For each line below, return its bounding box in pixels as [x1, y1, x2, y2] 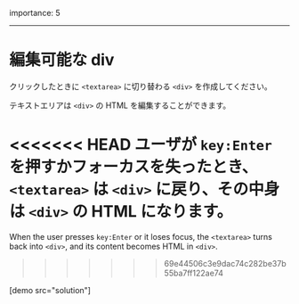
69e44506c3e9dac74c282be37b [164, 258, 287, 268]
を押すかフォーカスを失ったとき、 [9, 157, 258, 177]
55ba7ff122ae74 [164, 267, 224, 278]
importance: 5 [9, 8, 61, 18]
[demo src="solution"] [9, 284, 92, 295]
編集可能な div [9, 50, 115, 70]
